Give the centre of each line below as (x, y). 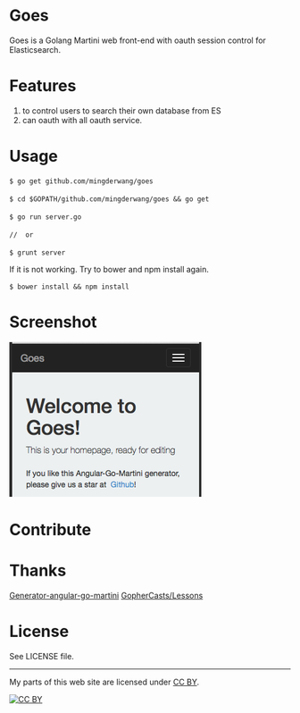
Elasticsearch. (35, 49)
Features (43, 86)
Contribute (50, 529)
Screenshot (53, 322)
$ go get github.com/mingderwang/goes (81, 181)
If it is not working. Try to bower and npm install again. (109, 269)
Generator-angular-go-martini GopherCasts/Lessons (106, 595)
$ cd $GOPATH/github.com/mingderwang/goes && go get (109, 199)
